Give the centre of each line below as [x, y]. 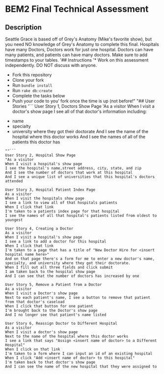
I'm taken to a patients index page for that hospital [62, 211]
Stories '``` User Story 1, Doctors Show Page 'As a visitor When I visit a [83, 106]
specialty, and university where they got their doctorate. [68, 263]
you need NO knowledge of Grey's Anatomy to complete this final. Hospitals [82, 44]
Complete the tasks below [39, 96]
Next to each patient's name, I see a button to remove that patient [78, 298]
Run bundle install [32, 85]
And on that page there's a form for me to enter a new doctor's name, [80, 259]
